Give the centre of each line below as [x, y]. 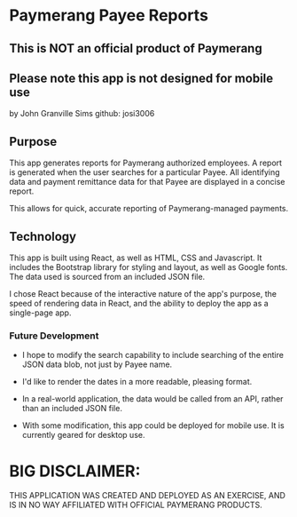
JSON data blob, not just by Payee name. [97, 364]
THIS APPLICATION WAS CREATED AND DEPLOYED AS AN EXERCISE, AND [148, 496]
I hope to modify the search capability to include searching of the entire [152, 355]
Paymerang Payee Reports [109, 16]
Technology [43, 236]
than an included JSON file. [72, 409]
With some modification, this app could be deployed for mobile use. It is [153, 426]
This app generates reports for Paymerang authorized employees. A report [145, 163]
